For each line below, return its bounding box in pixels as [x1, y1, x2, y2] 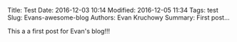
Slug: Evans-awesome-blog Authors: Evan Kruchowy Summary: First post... [7, 13, 230, 22]
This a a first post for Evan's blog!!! [7, 27, 111, 35]
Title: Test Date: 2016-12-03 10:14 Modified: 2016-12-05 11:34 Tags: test [7, 6, 219, 14]
